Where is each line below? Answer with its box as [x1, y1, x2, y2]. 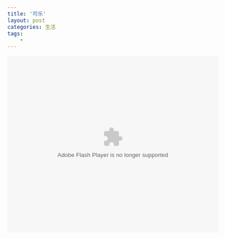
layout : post [7, 17, 46, 24]
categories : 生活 [7, 23, 56, 30]
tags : [7, 30, 23, 37]
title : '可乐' [7, 10, 47, 18]
